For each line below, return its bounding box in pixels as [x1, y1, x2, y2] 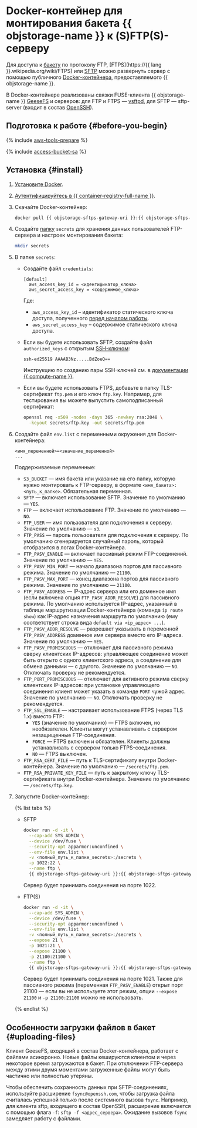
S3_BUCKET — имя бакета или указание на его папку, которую [23, 475, 176, 482]
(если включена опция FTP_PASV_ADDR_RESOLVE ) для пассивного [23, 594, 180, 601]
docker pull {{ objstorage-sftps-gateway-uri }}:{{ [14, 215, 144, 221]
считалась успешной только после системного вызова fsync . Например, [6, 1096, 189, 1103]
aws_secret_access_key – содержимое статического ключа [32, 321, 178, 328]
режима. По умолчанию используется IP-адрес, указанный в [23, 601, 178, 608]
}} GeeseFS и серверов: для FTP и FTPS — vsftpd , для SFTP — [21, 97, 177, 104]
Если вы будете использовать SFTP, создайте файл [23, 339, 152, 346]
